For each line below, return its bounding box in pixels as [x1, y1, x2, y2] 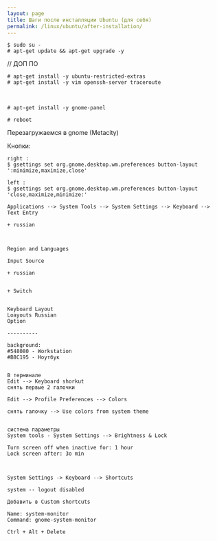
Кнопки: [7, 142, 31, 150]
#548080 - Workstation [7, 348, 72, 355]
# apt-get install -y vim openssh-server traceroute [7, 79, 161, 86]
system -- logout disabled [7, 487, 84, 494]
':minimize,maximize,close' [7, 167, 88, 174]
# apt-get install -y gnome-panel [7, 105, 106, 112]
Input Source [7, 257, 45, 265]
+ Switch [7, 288, 32, 295]
